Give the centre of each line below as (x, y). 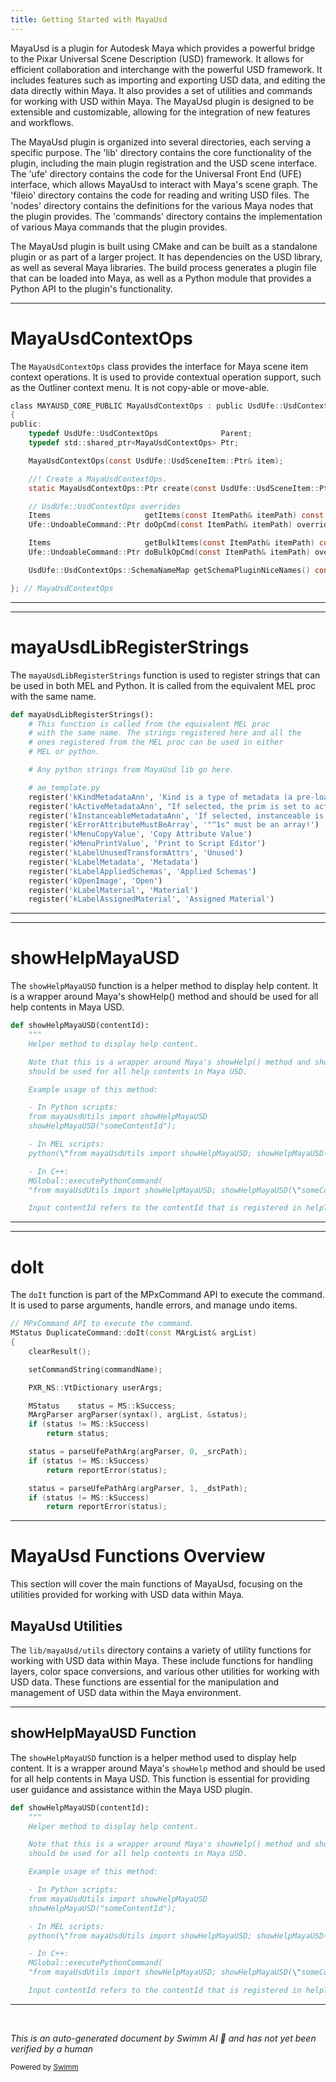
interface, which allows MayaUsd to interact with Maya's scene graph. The (164, 184)
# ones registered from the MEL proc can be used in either (156, 742)
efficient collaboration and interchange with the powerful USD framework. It (166, 69)
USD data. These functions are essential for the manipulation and (145, 1682)
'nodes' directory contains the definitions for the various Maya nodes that (162, 205)
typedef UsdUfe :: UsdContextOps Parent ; (140, 434)
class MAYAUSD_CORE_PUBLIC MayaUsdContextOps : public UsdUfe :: (147, 406)
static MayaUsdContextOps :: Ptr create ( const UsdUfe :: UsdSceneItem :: (174, 488)
